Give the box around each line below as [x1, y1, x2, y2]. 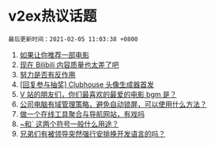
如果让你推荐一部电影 [19, 50, 89, 59]
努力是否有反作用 [19, 69, 76, 79]
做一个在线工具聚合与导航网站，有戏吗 [19, 109, 145, 118]
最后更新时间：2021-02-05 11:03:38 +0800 [8, 35, 138, 43]
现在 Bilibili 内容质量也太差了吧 [19, 60, 119, 69]
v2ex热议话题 [8, 7, 97, 25]
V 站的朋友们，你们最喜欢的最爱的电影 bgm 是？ [19, 89, 177, 99]
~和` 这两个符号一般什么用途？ [19, 119, 119, 129]
